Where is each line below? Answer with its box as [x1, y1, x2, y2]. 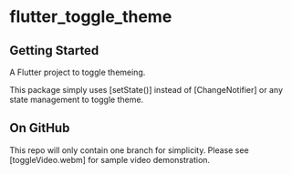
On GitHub [9, 120, 70, 136]
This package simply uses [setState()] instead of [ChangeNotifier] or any [9, 85, 283, 95]
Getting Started [9, 43, 99, 58]
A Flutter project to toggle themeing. [9, 67, 146, 77]
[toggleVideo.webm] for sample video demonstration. [9, 154, 211, 165]
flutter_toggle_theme [9, 6, 172, 27]
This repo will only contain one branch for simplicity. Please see [9, 144, 249, 156]
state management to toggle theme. [9, 94, 144, 105]
